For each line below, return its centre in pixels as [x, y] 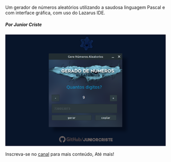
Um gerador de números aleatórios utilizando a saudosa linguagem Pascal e [85, 7]
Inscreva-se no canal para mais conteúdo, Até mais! [60, 154]
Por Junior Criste [24, 24]
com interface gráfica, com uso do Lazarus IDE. [55, 13]
